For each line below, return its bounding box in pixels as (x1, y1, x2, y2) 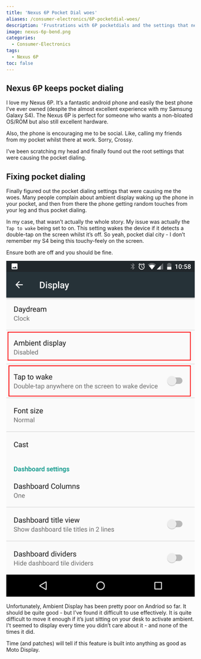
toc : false (6, 60, 33, 66)
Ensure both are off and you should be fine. (6, 249, 114, 256)
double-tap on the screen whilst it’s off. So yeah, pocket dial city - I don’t (6, 231, 185, 238)
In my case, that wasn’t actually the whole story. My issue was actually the (6, 218, 190, 225)
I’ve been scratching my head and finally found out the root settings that (6, 148, 184, 155)
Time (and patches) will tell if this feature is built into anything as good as (6, 640, 187, 647)
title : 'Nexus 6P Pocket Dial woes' (6, 10, 98, 16)
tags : (6, 48, 20, 54)
